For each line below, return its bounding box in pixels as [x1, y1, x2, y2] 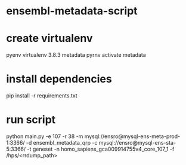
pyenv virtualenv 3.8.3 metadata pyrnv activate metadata [6, 51, 146, 59]
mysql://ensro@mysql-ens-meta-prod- [84, 133, 181, 140]
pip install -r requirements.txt [6, 92, 77, 99]
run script [6, 113, 56, 127]
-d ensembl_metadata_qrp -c [26, 139, 98, 146]
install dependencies [6, 72, 112, 86]
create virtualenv [6, 32, 93, 45]
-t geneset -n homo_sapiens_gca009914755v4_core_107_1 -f [26, 145, 175, 152]
